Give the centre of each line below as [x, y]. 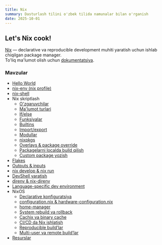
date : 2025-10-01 [23, 18]
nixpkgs [27, 140]
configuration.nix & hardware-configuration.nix [66, 202]
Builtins [27, 125]
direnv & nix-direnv [31, 181]
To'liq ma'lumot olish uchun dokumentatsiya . [50, 60]
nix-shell [21, 94]
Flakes [19, 161]
